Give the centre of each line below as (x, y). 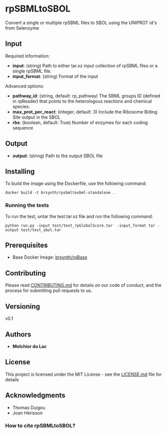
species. (21, 106)
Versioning (22, 306)
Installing (20, 171)
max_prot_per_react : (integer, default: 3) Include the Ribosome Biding (85, 112)
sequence (23, 128)
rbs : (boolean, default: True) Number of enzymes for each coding (80, 122)
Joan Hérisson (27, 413)
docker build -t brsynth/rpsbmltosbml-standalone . (60, 193)
